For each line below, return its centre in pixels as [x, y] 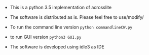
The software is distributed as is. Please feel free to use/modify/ [77, 17]
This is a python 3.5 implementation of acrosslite [61, 7]
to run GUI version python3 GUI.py [46, 37]
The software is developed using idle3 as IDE [57, 47]
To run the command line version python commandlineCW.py [71, 27]
